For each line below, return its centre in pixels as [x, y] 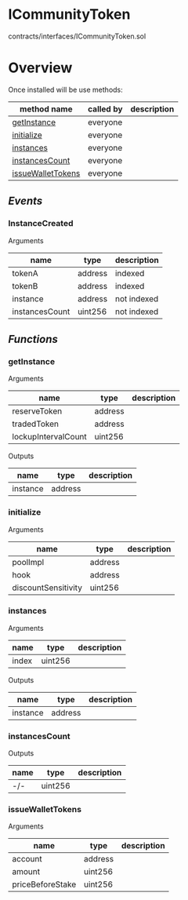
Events [25, 201]
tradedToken [36, 424]
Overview [40, 68]
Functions [33, 339]
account [27, 859]
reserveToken [37, 411]
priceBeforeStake [44, 884]
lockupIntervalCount [50, 437]
